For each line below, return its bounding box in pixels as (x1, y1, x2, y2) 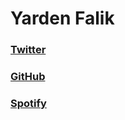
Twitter (10, 43, 47, 57)
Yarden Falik (10, 7, 115, 30)
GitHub (10, 70, 46, 84)
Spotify (10, 96, 47, 110)
